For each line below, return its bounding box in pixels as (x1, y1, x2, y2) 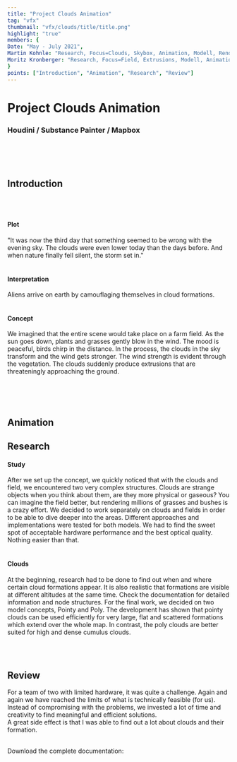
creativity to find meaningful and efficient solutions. (7, 710, 157, 719)
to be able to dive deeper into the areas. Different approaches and (7, 513, 200, 522)
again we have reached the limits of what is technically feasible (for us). (7, 696, 216, 704)
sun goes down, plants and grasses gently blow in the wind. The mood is (7, 337, 219, 346)
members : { (7, 37, 39, 44)
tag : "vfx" (7, 17, 39, 24)
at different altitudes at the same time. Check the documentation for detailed (7, 590, 229, 599)
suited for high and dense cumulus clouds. (7, 628, 132, 636)
